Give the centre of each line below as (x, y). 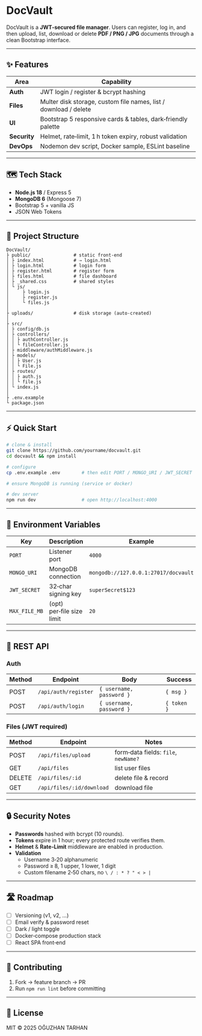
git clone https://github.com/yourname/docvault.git (74, 451)
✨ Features (27, 65)
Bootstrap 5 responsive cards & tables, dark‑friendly (114, 119)
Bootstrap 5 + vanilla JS (44, 205)
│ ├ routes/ (21, 372)
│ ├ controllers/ (28, 335)
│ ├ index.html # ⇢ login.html (59, 261)
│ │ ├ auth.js (24, 377)
